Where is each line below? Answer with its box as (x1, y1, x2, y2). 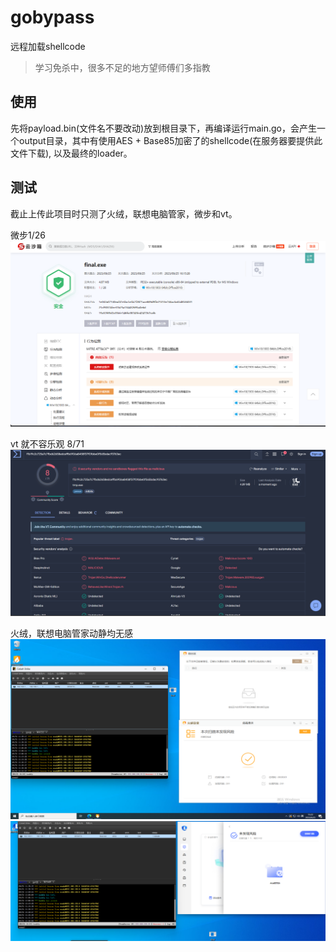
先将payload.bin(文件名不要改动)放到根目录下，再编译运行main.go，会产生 (10, 122, 317, 134)
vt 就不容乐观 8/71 (10, 438, 85, 450)
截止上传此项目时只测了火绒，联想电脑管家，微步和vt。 (10, 207, 238, 220)
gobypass (10, 6, 95, 29)
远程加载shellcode (10, 40, 86, 52)
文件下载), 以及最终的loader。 (10, 147, 133, 159)
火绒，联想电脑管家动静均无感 (10, 627, 133, 640)
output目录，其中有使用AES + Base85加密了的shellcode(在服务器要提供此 (18, 134, 323, 146)
